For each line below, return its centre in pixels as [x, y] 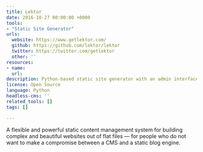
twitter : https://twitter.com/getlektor [63, 51]
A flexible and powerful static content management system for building [95, 130]
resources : [20, 62]
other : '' [24, 57]
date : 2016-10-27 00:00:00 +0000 [48, 17]
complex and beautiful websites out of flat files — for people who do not [96, 136]
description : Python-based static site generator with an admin [89, 79]
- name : [16, 68]
